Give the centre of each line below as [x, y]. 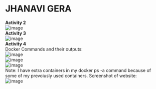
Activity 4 [16, 43]
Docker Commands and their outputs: [44, 49]
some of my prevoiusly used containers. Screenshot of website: [71, 75]
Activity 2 [16, 22]
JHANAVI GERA [38, 9]
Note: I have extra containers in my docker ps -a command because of [78, 70]
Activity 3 [16, 33]
